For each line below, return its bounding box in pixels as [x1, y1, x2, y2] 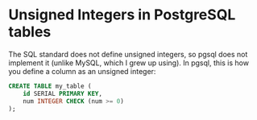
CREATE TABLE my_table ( [8, 82, 92, 90]
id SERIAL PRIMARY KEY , [23, 89, 103, 97]
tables [8, 23, 52, 41]
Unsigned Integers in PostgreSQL [8, 6, 236, 24]
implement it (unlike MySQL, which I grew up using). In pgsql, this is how [8, 58, 250, 68]
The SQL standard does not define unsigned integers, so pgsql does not [8, 49, 248, 59]
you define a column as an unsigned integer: [8, 66, 156, 76]
